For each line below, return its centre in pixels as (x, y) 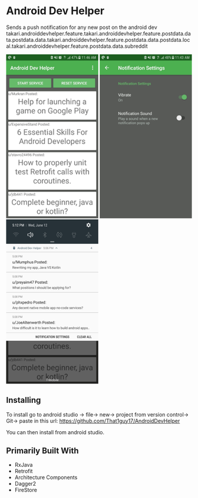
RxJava (24, 465)
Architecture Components (46, 477)
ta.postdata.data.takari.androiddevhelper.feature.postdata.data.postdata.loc (98, 40)
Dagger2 (25, 484)
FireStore (26, 490)
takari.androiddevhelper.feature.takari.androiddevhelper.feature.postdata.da (99, 33)
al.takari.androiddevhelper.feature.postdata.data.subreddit (77, 46)
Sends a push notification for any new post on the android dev (82, 27)
